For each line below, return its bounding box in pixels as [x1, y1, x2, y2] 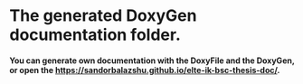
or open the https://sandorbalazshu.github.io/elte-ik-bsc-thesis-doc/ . [9, 64, 280, 75]
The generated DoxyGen [9, 5, 197, 26]
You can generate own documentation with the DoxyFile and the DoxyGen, [9, 55, 295, 66]
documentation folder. [9, 24, 181, 45]
